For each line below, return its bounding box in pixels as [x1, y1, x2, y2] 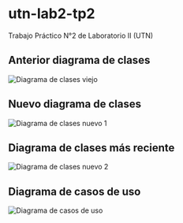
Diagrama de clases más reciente [8, 141, 175, 154]
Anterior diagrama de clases [8, 54, 151, 67]
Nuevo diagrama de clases [8, 98, 142, 111]
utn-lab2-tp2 [8, 5, 95, 23]
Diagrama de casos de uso [8, 184, 141, 198]
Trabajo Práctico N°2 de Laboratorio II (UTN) [8, 31, 154, 40]
